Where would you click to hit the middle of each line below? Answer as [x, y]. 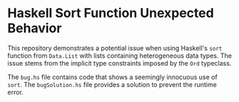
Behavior [35, 28]
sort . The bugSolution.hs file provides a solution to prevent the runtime [112, 84]
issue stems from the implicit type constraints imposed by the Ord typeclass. [119, 63]
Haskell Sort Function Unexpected [111, 13]
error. [15, 92]
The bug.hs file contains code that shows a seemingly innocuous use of [112, 77]
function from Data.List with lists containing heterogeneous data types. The [119, 56]
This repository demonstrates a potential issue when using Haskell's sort [115, 48]
